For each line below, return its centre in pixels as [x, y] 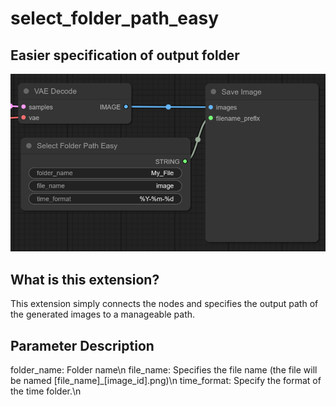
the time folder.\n [46, 391]
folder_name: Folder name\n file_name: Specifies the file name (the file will [164, 369]
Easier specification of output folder [125, 55]
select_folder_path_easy [115, 18]
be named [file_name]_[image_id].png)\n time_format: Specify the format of [166, 380]
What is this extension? [85, 279]
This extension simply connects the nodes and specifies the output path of [164, 304]
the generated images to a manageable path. [103, 314]
